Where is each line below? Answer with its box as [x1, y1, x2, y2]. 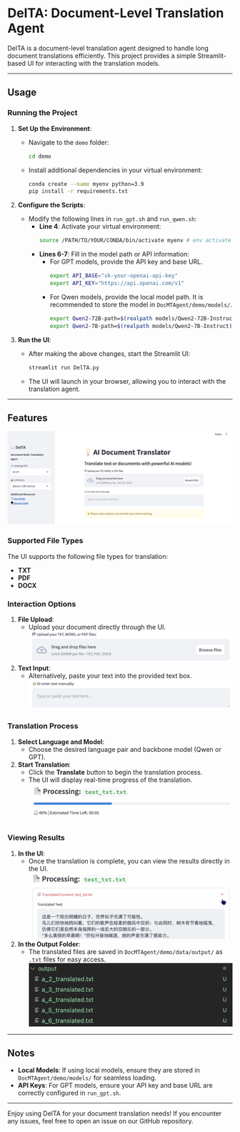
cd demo [28, 152, 51, 160]
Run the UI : [17, 335, 51, 344]
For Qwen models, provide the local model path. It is [49, 292, 204, 301]
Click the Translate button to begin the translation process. [28, 768, 203, 776]
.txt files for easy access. [28, 955, 106, 964]
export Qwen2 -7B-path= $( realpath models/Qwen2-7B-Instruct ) [49, 322, 233, 329]
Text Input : [17, 664, 51, 672]
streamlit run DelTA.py [28, 364, 100, 371]
